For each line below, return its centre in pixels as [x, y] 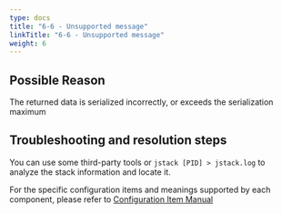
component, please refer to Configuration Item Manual [111, 199]
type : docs [30, 18]
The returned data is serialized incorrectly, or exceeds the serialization [141, 102]
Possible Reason [58, 80]
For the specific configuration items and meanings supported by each [140, 189]
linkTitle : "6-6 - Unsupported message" [87, 35]
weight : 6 [28, 43]
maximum [28, 112]
